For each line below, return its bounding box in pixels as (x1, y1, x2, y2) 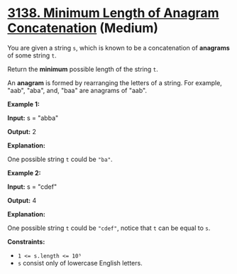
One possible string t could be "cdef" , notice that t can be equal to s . (7, 224, 211, 232)
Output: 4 (7, 196, 37, 204)
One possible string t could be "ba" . (7, 155, 113, 163)
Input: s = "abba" (7, 114, 59, 122)
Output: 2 (7, 127, 37, 136)
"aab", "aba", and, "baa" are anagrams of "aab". (7, 86, 148, 94)
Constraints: (7, 237, 45, 246)
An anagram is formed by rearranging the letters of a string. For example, (7, 78, 222, 87)
